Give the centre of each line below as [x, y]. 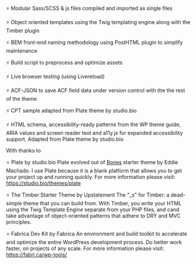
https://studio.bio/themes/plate [43, 183]
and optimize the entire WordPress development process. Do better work [94, 242]
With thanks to [23, 150]
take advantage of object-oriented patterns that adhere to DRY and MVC [93, 216]
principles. [19, 222]
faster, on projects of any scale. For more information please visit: [85, 248]
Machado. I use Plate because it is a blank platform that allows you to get [94, 171]
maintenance [22, 51]
